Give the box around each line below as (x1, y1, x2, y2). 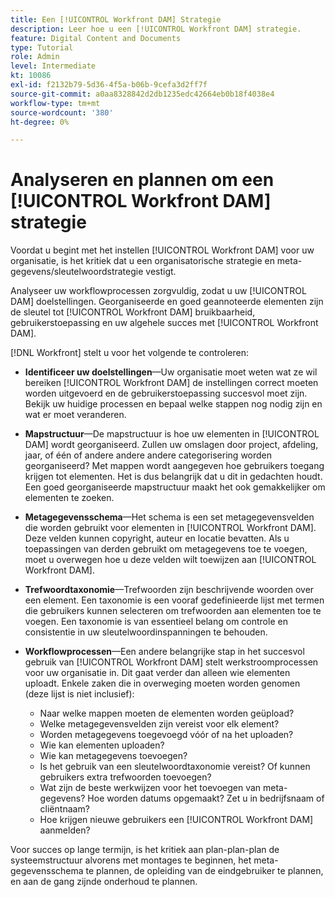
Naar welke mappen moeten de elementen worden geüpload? (39, 707, 295, 720)
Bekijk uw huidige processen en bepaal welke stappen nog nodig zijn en (24, 398, 323, 410)
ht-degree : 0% (10, 117, 70, 127)
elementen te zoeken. (24, 492, 115, 504)
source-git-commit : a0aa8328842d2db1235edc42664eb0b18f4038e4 (10, 89, 275, 99)
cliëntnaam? (39, 803, 90, 815)
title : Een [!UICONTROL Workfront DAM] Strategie (10, 14, 222, 25)
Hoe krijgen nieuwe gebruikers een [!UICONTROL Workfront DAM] (39, 814, 314, 826)
